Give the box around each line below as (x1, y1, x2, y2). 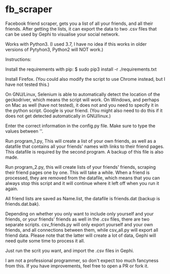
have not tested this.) (5, 81, 50, 87)
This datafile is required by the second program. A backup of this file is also (5, 148, 164, 155)
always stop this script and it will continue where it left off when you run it (5, 180, 159, 186)
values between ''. (5, 128, 44, 134)
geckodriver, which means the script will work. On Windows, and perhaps (5, 97, 159, 103)
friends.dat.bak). (5, 201, 40, 207)
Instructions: (5, 56, 31, 62)
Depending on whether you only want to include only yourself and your (5, 210, 154, 217)
